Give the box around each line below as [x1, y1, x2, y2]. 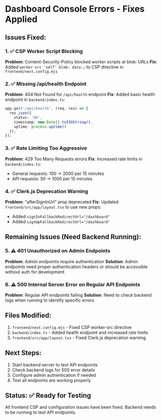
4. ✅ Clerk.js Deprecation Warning [5, 188, 88, 194]
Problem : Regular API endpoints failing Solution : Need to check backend [5, 292, 152, 298]
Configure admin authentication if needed [12, 372, 96, 378]
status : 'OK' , [14, 115, 42, 120]
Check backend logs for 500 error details [12, 367, 95, 373]
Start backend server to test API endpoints [12, 362, 98, 367]
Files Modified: [5, 311, 52, 320]
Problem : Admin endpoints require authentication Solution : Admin [5, 258, 138, 264]
